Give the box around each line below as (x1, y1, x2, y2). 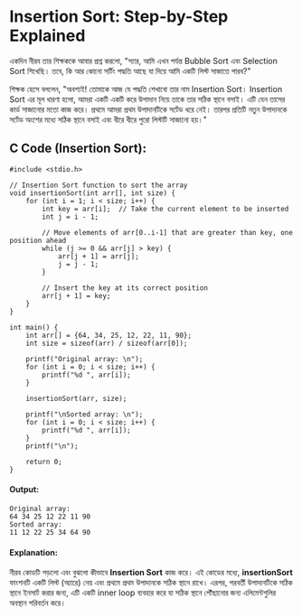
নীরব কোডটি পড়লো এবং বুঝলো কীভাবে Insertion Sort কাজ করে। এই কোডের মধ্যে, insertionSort (9, 567, 294, 578)
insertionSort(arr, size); (25, 394, 127, 403)
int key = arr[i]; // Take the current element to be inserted (42, 204, 289, 213)
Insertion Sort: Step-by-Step (9, 6, 229, 27)
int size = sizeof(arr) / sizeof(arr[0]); (25, 339, 188, 348)
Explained (9, 25, 86, 46)
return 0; (25, 457, 63, 466)
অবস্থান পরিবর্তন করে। (9, 598, 66, 609)
